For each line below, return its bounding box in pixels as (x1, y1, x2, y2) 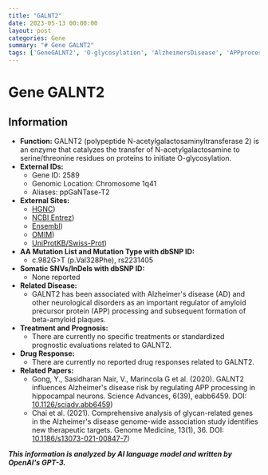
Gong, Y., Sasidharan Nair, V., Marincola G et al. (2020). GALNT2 (31, 374, 245, 384)
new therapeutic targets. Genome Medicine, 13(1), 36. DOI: (31, 425, 225, 434)
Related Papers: (19, 365, 74, 375)
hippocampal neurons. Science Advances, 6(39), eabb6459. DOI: (31, 391, 247, 401)
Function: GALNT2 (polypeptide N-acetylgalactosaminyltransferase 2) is (19, 137, 259, 146)
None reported (31, 273, 81, 281)
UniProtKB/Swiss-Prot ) (31, 238, 108, 248)
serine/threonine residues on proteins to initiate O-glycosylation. (19, 154, 232, 162)
